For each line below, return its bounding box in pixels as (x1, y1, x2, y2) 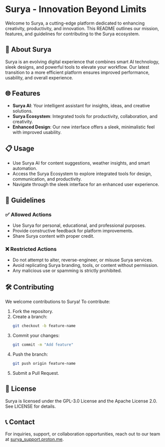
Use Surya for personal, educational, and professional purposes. (12, 222, 146, 229)
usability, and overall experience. (5, 74, 74, 81)
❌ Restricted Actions (5, 245, 57, 252)
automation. (12, 166, 38, 172)
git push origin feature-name (12, 361, 76, 366)
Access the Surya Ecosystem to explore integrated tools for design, (12, 171, 152, 177)
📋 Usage (5, 144, 35, 153)
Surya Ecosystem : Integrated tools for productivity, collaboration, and (12, 113, 158, 119)
